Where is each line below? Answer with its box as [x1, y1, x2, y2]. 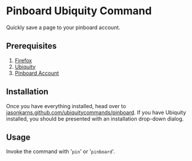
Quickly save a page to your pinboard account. [6, 24, 120, 31]
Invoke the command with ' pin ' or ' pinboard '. [6, 148, 116, 155]
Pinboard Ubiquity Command [6, 4, 152, 18]
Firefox [14, 56, 33, 64]
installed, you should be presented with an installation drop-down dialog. [6, 115, 184, 122]
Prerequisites [6, 41, 57, 51]
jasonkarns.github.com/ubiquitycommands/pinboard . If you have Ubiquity [6, 109, 187, 116]
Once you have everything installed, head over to [6, 102, 126, 109]
